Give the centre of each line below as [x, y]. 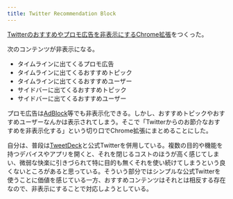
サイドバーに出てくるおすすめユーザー [72, 98]
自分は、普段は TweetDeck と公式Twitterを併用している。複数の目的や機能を [115, 145]
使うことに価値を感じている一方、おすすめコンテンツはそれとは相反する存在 [116, 180]
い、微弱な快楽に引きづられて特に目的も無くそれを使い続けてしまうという [113, 162]
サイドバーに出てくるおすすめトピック [72, 89]
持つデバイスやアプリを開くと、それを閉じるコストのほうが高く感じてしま [113, 154]
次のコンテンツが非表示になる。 [53, 49]
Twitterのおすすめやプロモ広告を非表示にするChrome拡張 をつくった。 [107, 34]
